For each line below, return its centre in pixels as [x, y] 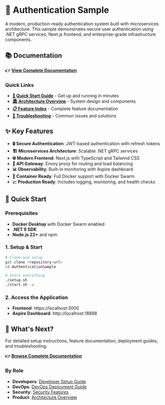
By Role [14, 371]
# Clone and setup [24, 257]
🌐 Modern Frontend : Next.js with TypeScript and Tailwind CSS [76, 158]
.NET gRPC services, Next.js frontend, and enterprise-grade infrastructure [81, 34]
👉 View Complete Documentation [41, 70]
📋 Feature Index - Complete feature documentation [65, 109]
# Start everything [25, 276]
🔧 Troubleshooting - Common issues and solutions [64, 116]
